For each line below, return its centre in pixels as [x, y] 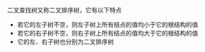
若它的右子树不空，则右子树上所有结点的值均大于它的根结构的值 [107, 33]
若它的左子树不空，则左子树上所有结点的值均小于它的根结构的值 [107, 25]
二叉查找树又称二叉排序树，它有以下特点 [64, 10]
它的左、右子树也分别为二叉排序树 [65, 42]
